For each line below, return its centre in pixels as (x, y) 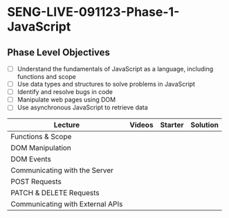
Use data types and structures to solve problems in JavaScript (106, 84)
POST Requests (36, 182)
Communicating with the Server (62, 170)
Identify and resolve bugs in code (65, 92)
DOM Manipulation (41, 148)
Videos (141, 125)
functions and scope (46, 77)
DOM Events (31, 159)
